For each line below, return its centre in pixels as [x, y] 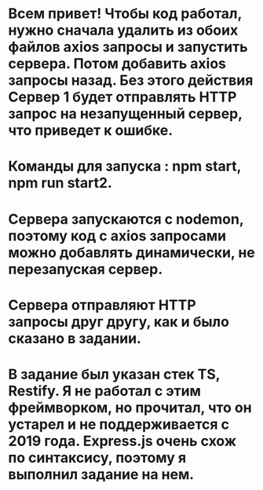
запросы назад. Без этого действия [131, 80]
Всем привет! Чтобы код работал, [125, 14]
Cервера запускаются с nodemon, [126, 219]
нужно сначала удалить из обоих [123, 30]
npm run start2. [60, 183]
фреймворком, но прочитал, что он [130, 407]
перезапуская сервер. [86, 269]
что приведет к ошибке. [91, 131]
